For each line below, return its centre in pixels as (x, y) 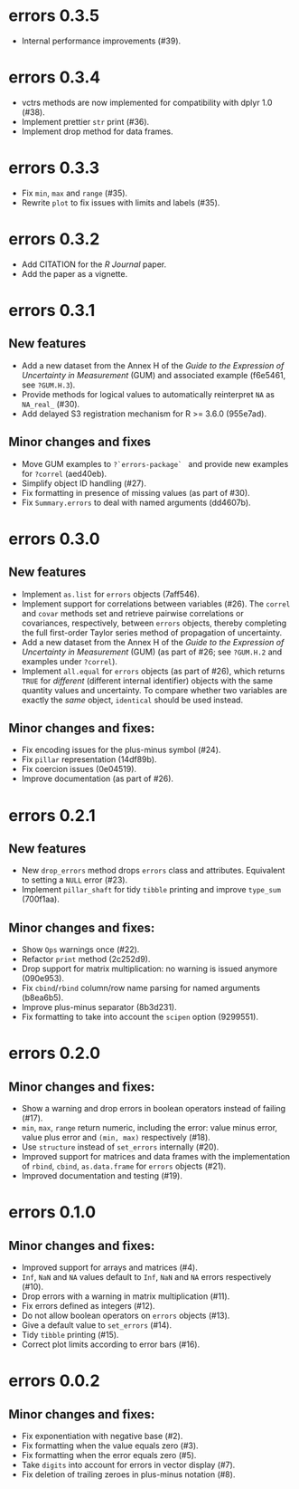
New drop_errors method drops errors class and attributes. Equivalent (153, 871)
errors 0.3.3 (54, 168)
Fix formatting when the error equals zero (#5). (109, 1456)
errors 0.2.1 (52, 815)
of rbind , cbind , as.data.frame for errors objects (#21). (124, 1166)
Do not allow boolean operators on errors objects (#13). (126, 1316)
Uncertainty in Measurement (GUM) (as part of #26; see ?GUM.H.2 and (152, 652)
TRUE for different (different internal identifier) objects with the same (147, 681)
